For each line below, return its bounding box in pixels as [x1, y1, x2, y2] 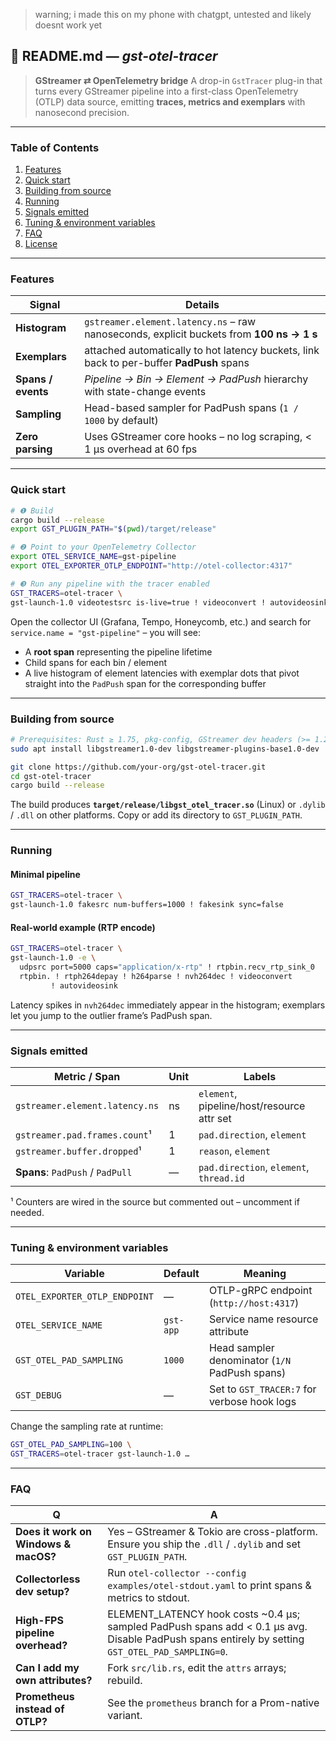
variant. [107, 1709, 143, 1723]
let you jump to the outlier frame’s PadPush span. [10, 1009, 213, 1021]
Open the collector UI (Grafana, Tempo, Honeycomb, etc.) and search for [10, 615, 312, 628]
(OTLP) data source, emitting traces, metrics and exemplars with [34, 95, 306, 108]
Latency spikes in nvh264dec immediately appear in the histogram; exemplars [10, 999, 326, 1011]
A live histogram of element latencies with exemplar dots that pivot [24, 667, 300, 679]
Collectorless [15, 1572, 81, 1586]
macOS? [15, 1550, 57, 1564]
